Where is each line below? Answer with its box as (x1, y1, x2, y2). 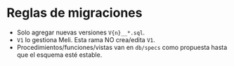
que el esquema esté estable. (16, 51, 103, 59)
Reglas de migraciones (6, 5, 143, 21)
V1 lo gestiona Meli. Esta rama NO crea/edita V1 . (16, 35, 155, 44)
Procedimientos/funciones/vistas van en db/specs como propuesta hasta (16, 43, 228, 51)
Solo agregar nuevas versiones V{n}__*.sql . (16, 28, 145, 37)
